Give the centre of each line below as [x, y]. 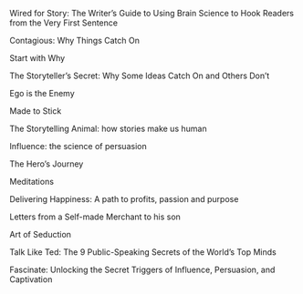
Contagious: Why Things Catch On [74, 41]
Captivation [31, 279]
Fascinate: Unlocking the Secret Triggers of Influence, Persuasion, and [142, 269]
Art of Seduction [40, 234]
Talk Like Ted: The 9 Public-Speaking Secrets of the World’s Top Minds [143, 252]
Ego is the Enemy [42, 93]
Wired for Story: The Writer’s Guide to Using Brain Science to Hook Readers [152, 13]
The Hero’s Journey [47, 164]
